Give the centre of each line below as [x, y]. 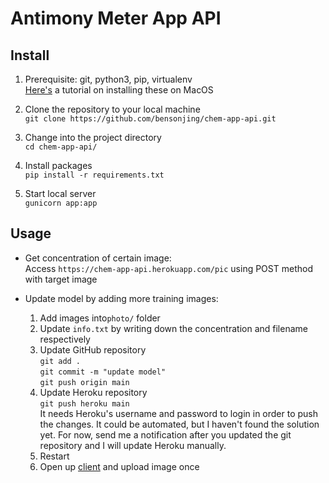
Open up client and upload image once [119, 466]
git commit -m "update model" [103, 372]
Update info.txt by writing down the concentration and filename [173, 328]
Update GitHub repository [93, 349]
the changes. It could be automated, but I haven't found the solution [179, 424]
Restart [54, 456]
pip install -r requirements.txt [94, 175]
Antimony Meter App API [116, 18]
